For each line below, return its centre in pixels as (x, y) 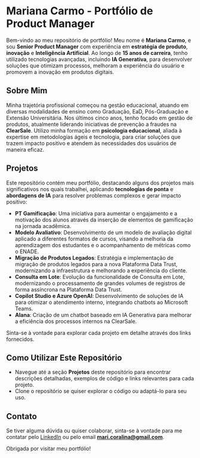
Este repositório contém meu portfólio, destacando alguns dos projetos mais (100, 183)
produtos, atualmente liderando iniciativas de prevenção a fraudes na (92, 124)
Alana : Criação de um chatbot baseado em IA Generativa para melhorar (103, 315)
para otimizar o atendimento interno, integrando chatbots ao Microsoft (101, 302)
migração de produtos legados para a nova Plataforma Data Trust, (96, 264)
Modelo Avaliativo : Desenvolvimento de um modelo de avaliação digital (103, 232)
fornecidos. (20, 339)
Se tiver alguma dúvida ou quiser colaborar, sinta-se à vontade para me (94, 431)
